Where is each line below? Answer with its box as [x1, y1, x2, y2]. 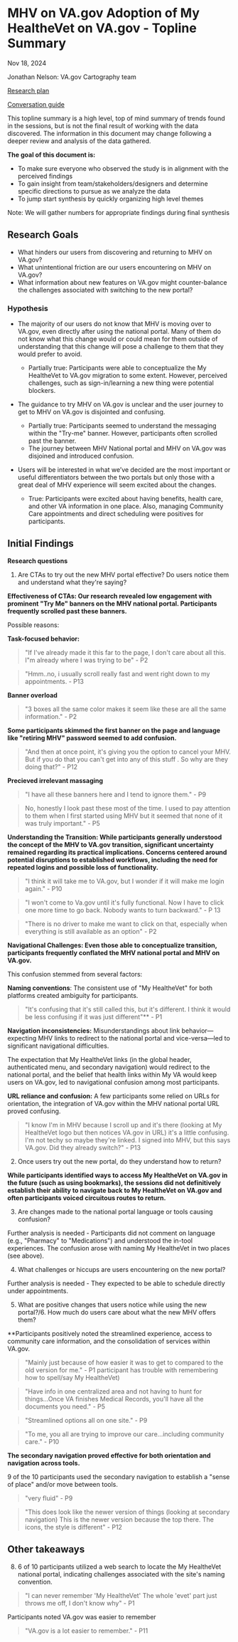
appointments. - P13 [24, 677, 84, 685]
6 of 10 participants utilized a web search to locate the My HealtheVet [17, 1562, 222, 1571]
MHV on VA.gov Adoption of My [7, 5, 200, 21]
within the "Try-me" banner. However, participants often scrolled [28, 429, 218, 438]
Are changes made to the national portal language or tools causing [17, 1207, 213, 1216]
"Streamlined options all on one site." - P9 [24, 1416, 148, 1424]
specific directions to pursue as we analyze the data [17, 186, 171, 195]
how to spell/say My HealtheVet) [24, 1373, 120, 1382]
